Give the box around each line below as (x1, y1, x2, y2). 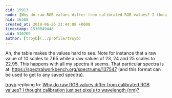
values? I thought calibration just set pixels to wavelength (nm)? (5, 87, 140, 93)
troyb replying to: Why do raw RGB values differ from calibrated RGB (5, 81, 150, 87)
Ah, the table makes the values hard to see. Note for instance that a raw (5, 50, 157, 56)
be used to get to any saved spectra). (5, 71, 84, 78)
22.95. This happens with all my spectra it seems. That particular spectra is (5, 61, 164, 67)
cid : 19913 (5, 7, 29, 13)
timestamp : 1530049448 (5, 27, 54, 32)
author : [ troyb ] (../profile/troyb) (5, 36, 81, 41)
